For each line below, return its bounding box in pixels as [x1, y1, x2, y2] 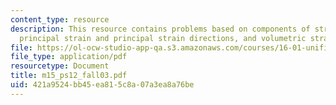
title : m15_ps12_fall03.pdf [10, 71, 128, 81]
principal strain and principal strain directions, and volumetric [19, 33, 307, 43]
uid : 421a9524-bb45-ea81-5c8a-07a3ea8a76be [10, 80, 195, 90]
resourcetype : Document [10, 61, 110, 71]
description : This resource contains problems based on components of [10, 24, 311, 34]
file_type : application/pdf [10, 52, 128, 62]
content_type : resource [10, 14, 110, 25]
